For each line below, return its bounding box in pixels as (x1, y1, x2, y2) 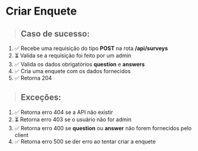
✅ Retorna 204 (14, 74, 52, 82)
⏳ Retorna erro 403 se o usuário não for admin (14, 116, 132, 123)
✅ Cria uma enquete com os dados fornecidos (14, 68, 131, 74)
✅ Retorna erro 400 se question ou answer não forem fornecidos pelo (14, 124, 192, 132)
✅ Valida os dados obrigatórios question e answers (14, 61, 145, 68)
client (14, 131, 29, 138)
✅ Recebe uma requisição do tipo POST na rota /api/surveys (14, 44, 168, 52)
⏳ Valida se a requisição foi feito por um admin (14, 52, 132, 59)
